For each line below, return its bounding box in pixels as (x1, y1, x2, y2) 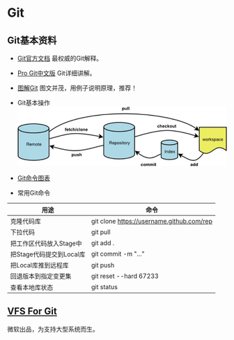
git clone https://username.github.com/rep (91, 217, 213, 225)
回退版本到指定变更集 (10, 272, 72, 280)
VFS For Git (7, 305, 57, 318)
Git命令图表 (17, 174, 51, 183)
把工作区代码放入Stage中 (10, 239, 82, 247)
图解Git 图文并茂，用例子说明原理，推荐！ (17, 84, 138, 92)
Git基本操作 (17, 99, 51, 107)
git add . (91, 239, 115, 247)
